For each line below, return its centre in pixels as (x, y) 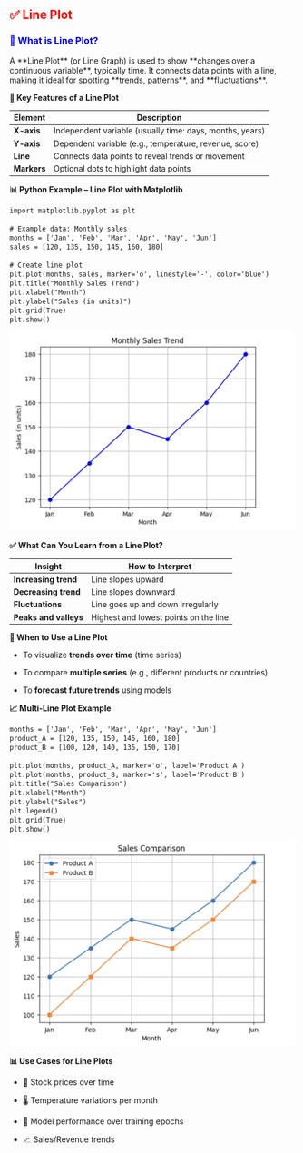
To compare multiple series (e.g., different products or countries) (145, 673)
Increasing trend (45, 579)
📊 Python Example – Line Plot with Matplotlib (96, 189)
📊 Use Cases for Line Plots (61, 1060)
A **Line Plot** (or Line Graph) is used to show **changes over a (132, 60)
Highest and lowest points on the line (160, 617)
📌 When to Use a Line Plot (59, 637)
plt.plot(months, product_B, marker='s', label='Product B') (127, 775)
